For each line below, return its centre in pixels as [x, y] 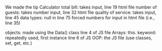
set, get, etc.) [19, 43]
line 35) [13, 23]
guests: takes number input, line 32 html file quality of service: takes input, [81, 12]
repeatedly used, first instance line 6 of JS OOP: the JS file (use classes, [79, 38]
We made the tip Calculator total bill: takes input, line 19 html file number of [81, 7]
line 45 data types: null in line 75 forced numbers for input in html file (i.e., [80, 18]
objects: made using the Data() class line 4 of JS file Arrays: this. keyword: [81, 32]
